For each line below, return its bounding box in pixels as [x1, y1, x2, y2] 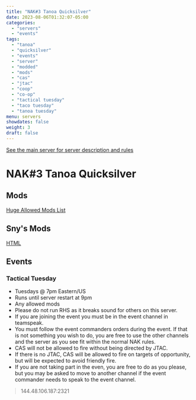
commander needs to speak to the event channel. [14, 376, 136, 383]
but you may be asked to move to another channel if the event [14, 370, 166, 377]
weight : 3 [6, 125, 31, 131]
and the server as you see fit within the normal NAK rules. [14, 338, 156, 345]
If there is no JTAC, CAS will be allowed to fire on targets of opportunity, [14, 351, 191, 358]
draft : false [6, 130, 38, 136]
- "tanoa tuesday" [11, 108, 57, 114]
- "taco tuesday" [11, 102, 54, 109]
